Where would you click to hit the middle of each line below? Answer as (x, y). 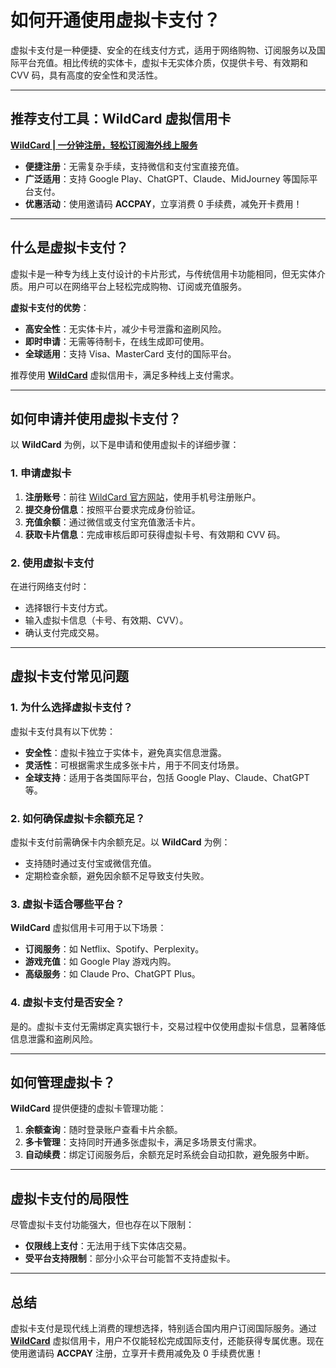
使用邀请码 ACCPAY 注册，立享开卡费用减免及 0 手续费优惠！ (137, 1353)
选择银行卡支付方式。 (68, 607)
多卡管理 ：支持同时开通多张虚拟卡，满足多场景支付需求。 (143, 1142)
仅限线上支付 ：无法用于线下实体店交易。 (108, 1246)
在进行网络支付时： (50, 586)
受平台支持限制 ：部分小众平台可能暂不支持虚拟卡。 (130, 1258)
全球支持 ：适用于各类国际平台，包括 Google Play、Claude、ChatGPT (167, 777)
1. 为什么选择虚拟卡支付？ (71, 708)
